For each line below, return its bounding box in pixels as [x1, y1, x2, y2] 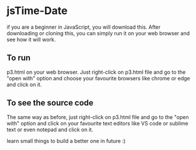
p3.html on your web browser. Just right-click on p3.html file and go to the [6, 69, 186, 76]
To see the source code [6, 98, 94, 108]
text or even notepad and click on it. [6, 126, 94, 133]
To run [6, 53, 31, 63]
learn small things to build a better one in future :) [6, 137, 126, 144]
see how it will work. [6, 36, 56, 43]
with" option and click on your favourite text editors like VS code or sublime [6, 120, 189, 127]
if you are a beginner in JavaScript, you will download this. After [6, 23, 161, 30]
